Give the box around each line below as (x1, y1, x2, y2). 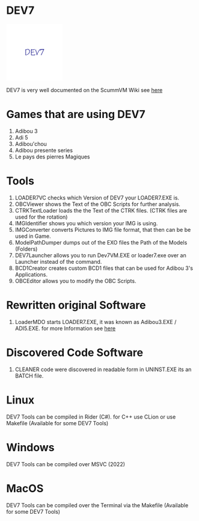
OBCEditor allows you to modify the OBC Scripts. (14, 277, 136, 284)
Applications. (14, 270, 48, 278)
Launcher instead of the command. (14, 258, 102, 265)
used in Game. (14, 232, 51, 240)
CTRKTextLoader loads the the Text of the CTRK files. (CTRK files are (14, 207, 188, 214)
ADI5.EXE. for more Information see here (14, 325, 116, 332)
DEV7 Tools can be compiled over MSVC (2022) (6, 460, 125, 467)
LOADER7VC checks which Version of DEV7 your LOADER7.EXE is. (14, 194, 179, 201)
